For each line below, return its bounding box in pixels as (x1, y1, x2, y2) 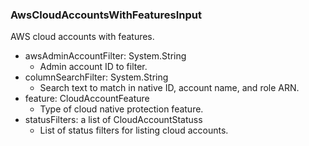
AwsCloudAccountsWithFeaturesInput (10, 8, 202, 22)
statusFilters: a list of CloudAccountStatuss (24, 114, 203, 126)
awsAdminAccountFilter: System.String (24, 50, 187, 62)
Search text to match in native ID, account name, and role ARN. (39, 82, 300, 94)
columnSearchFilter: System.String (24, 71, 169, 83)
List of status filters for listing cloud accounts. (39, 124, 229, 137)
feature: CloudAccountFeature (24, 93, 150, 105)
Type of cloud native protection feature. (39, 103, 204, 115)
